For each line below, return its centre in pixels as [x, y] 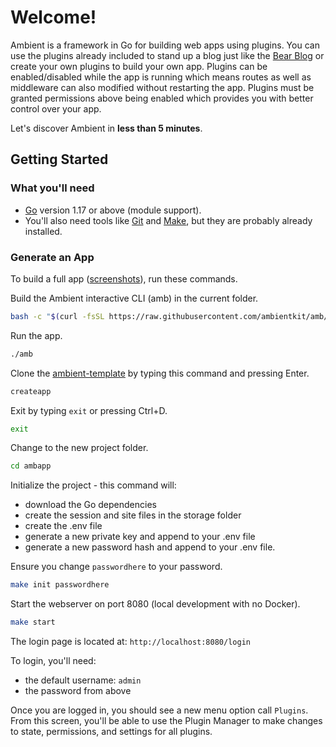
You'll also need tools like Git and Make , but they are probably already [168, 220]
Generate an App [52, 257]
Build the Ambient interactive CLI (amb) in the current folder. [134, 298]
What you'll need [52, 188]
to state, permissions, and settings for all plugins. [111, 732]
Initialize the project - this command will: [93, 485]
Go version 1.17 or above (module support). [113, 210]
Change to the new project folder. [79, 448]
